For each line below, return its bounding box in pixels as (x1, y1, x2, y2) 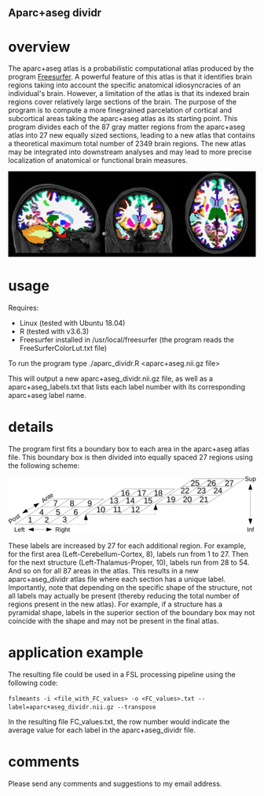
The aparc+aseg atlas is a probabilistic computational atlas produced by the (8, 64, 254, 73)
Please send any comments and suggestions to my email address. (8, 779, 222, 788)
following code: (8, 678, 58, 687)
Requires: (8, 303, 39, 312)
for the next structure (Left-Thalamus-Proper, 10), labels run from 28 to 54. (8, 558, 250, 567)
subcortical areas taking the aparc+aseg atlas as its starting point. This (8, 114, 238, 123)
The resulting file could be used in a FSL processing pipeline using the (8, 669, 236, 679)
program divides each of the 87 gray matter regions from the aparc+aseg (8, 122, 246, 132)
